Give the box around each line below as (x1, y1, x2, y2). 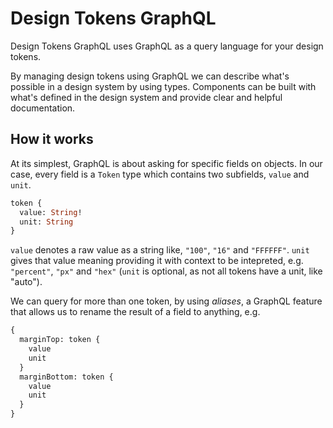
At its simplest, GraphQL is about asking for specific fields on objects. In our (10, 157, 323, 169)
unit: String (19, 217, 74, 227)
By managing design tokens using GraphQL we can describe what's (10, 70, 290, 82)
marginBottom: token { (19, 372, 114, 382)
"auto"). (10, 276, 43, 288)
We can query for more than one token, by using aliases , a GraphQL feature (10, 295, 323, 307)
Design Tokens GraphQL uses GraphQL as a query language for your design (10, 40, 324, 52)
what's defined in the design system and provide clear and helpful (10, 91, 283, 103)
